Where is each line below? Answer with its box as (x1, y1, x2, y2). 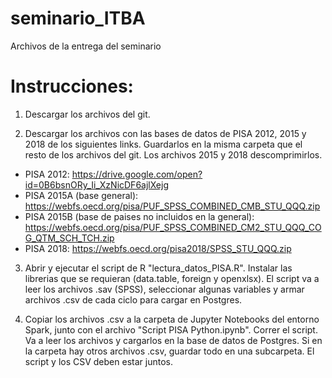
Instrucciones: (10, 75, 134, 98)
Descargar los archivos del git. (24, 108, 151, 120)
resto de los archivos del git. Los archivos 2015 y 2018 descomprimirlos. (24, 148, 323, 161)
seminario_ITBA (10, 7, 146, 30)
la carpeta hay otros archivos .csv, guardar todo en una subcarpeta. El (24, 345, 315, 357)
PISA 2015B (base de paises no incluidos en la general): (24, 210, 255, 222)
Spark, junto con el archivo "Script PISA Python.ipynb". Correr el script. (24, 323, 318, 336)
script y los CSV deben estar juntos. (24, 355, 173, 367)
